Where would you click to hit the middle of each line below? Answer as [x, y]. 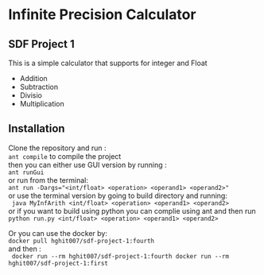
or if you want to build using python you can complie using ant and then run [132, 211]
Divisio [31, 95]
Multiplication [42, 104]
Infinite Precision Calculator [102, 15]
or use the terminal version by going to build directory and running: [118, 196]
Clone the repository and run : [57, 148]
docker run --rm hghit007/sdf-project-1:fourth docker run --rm [120, 256]
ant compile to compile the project [65, 156]
